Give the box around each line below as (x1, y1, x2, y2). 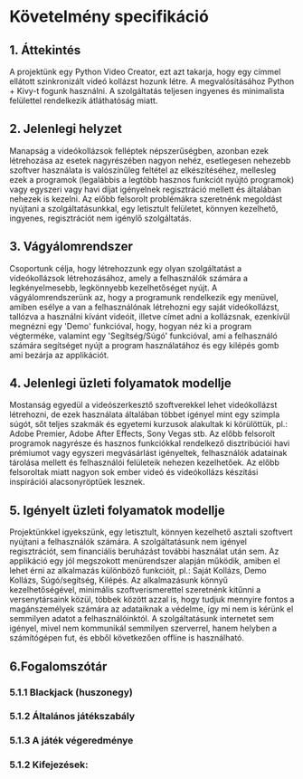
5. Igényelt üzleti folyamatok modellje (9, 502, 225, 518)
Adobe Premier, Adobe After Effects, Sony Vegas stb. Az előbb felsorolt (9, 428, 276, 440)
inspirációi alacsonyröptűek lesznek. (9, 477, 146, 488)
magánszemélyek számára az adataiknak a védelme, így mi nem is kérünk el (9, 603, 294, 614)
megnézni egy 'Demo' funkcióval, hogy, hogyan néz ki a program (9, 320, 252, 331)
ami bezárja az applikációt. (9, 349, 109, 360)
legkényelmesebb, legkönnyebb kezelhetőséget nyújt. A (9, 282, 218, 293)
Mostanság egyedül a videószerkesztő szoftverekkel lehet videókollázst (9, 400, 278, 411)
